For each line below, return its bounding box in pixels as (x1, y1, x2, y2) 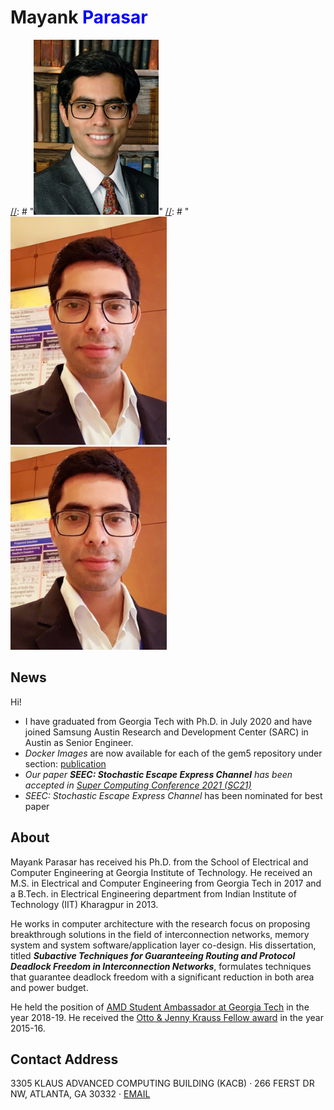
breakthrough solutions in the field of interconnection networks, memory (10, 928, 310, 940)
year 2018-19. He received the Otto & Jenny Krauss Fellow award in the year (10, 1011, 324, 1023)
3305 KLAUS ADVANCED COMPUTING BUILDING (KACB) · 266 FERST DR (10, 1077, 315, 1090)
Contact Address (10, 1051, 119, 1068)
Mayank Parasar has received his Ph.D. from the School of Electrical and (10, 856, 309, 868)
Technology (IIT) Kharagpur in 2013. (10, 898, 159, 910)
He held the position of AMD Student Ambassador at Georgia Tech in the (10, 1001, 310, 1013)
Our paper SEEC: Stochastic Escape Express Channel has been (24, 768, 293, 780)
